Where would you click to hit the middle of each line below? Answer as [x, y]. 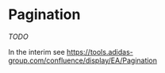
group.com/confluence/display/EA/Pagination [82, 60]
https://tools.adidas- [100, 52]
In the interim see [36, 52]
